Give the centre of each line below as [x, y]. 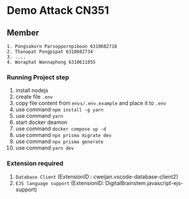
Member [23, 33]
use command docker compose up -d [61, 129]
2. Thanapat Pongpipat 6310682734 [50, 52]
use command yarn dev [45, 148]
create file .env [34, 97]
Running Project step [38, 77]
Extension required [35, 164]
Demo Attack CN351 [58, 11]
